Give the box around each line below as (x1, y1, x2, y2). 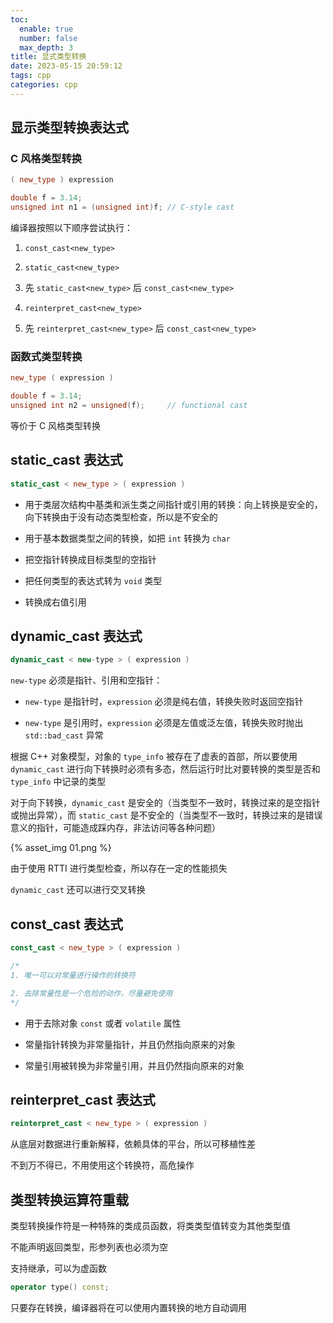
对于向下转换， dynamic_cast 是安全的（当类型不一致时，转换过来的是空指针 (10, 797, 321, 809)
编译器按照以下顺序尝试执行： (10, 222, 133, 234)
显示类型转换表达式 (10, 119, 129, 136)
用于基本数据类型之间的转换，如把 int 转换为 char (24, 532, 231, 544)
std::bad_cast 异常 (24, 729, 104, 741)
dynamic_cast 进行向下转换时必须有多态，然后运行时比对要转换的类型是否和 (10, 763, 321, 775)
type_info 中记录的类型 (10, 776, 107, 788)
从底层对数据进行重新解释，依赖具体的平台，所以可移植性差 (10, 1138, 256, 1150)
